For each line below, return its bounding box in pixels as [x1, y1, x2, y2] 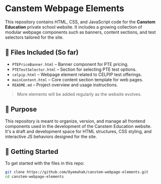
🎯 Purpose [5, 105, 37, 114]
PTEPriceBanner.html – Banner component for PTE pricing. [12, 61, 129, 67]
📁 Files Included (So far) [5, 48, 79, 57]
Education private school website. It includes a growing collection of [5, 24, 142, 30]
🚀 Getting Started [5, 147, 59, 155]
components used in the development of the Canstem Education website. [5, 123, 152, 129]
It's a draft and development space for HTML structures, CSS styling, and [5, 128, 152, 134]
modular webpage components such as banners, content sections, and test [5, 29, 156, 35]
